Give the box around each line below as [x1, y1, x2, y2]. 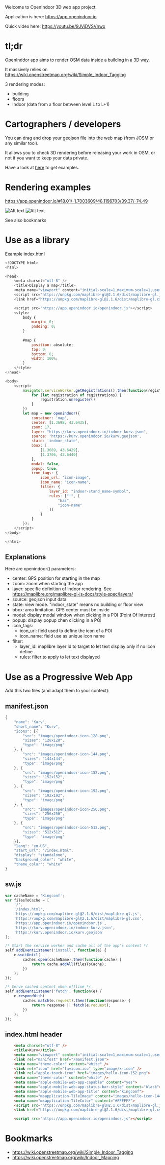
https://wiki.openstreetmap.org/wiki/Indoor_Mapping [12, 1155, 119, 1161]
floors [12, 96, 25, 102]
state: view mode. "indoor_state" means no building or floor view [12, 601, 143, 607]
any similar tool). [5, 140, 39, 146]
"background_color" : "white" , [14, 857, 76, 863]
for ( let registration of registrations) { [31, 392, 122, 398]
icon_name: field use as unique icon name [19, 633, 105, 639]
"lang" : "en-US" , [14, 843, 50, 848]
